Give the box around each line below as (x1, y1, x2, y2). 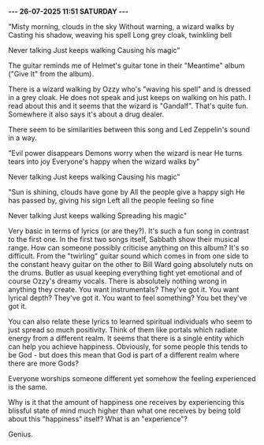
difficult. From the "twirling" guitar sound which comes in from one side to (8, 251, 249, 261)
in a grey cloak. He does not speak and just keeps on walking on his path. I (8, 93, 251, 102)
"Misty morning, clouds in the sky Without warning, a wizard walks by (8, 22, 235, 31)
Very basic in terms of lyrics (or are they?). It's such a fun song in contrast (8, 226, 250, 235)
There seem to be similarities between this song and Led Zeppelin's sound (8, 125, 251, 134)
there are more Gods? (8, 358, 79, 368)
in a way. (8, 133, 37, 143)
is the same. (8, 382, 48, 391)
